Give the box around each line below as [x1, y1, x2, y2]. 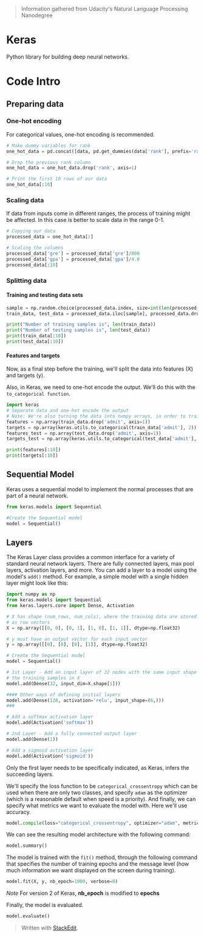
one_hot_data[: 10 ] [6, 182, 53, 188]
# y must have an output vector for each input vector [6, 636, 148, 642]
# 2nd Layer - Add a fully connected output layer [6, 731, 137, 737]
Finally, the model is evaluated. [6, 902, 84, 909]
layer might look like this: [6, 579, 69, 587]
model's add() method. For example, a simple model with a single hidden [6, 573, 188, 580]
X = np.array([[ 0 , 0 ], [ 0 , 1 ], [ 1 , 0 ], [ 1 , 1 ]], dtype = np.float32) [6, 625, 181, 631]
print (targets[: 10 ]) [6, 452, 59, 459]
